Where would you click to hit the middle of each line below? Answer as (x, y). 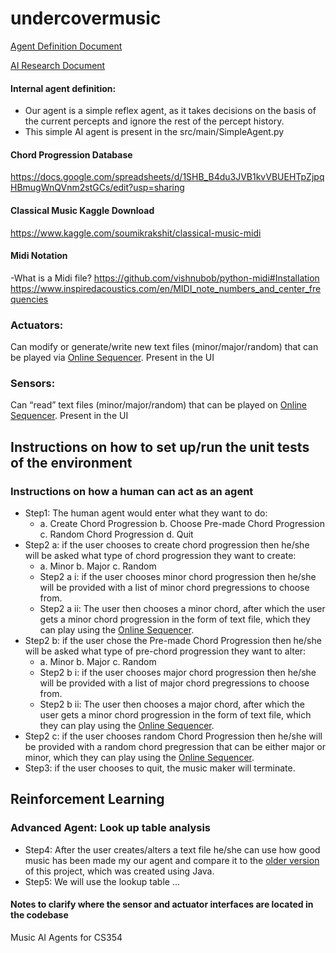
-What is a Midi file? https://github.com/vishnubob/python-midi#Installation (165, 278)
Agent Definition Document (66, 46)
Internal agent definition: (63, 88)
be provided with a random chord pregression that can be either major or (175, 747)
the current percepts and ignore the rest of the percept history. (154, 121)
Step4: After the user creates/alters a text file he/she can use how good (172, 849)
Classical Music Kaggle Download (82, 210)
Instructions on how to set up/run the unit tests (160, 447)
